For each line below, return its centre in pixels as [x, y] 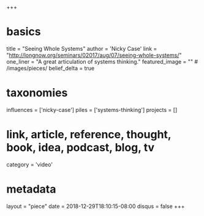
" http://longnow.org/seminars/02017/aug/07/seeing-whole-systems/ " [94, 55]
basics [24, 32]
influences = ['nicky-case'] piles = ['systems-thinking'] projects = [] [92, 110]
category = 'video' [30, 164]
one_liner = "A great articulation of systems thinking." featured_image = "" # [102, 61]
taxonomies [37, 93]
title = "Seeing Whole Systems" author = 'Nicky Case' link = [82, 48]
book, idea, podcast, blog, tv [81, 148]
